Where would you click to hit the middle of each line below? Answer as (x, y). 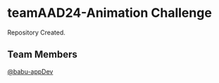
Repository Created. (36, 32)
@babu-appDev (30, 71)
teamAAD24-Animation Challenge (110, 13)
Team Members (42, 55)
